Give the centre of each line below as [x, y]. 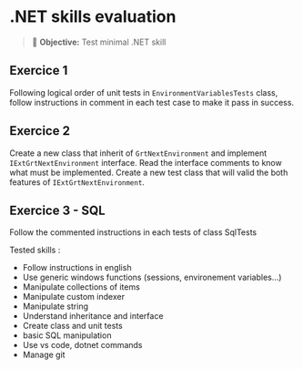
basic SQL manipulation [67, 335]
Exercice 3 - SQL [58, 210]
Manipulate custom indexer [74, 297]
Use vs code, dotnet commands [82, 345]
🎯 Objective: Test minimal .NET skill [99, 42]
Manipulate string [56, 306]
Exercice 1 [39, 71]
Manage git [44, 355]
